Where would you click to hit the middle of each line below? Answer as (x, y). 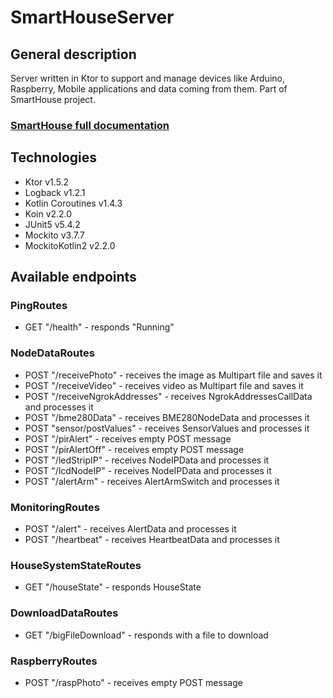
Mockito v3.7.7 (54, 235)
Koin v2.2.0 (48, 213)
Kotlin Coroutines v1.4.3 (73, 203)
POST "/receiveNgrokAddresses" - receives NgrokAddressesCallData (168, 396)
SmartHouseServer (92, 17)
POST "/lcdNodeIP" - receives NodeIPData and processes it (148, 470)
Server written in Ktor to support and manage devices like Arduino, (147, 78)
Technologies (54, 157)
